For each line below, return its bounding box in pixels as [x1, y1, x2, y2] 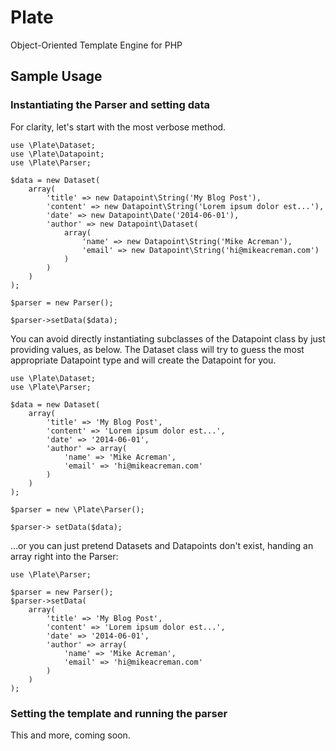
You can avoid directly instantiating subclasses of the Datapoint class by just [10, 332, 326, 345]
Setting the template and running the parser [10, 706, 228, 720]
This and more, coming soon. [10, 729, 131, 741]
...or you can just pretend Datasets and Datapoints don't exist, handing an [10, 539, 314, 551]
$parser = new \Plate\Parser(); [10, 504, 145, 515]
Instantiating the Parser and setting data [10, 98, 211, 112]
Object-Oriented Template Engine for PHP [10, 39, 183, 51]
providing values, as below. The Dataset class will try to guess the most [10, 343, 305, 355]
